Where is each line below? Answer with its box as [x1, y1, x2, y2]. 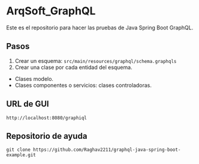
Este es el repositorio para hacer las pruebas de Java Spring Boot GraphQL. [6, 24, 194, 31]
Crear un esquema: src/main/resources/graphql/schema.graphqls [14, 57, 177, 64]
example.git [6, 152, 36, 158]
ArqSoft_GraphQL [6, 4, 96, 18]
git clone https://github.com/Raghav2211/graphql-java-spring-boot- [6, 147, 181, 153]
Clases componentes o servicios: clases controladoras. [14, 81, 152, 89]
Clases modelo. [14, 75, 54, 82]
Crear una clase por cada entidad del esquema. [14, 63, 133, 71]
